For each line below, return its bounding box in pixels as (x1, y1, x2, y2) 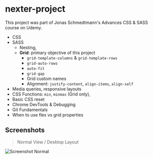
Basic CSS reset (12, 96, 45, 102)
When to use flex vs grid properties (12, 112, 84, 118)
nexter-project (5, 3, 66, 15)
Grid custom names (26, 76, 66, 81)
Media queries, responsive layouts (12, 86, 82, 92)
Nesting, (19, 44, 37, 50)
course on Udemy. (5, 24, 43, 30)
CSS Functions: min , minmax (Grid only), (12, 91, 90, 97)
